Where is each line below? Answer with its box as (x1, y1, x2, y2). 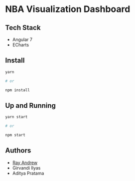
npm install (5, 87, 30, 93)
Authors (5, 146, 31, 155)
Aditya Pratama (12, 170, 44, 176)
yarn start (5, 115, 28, 120)
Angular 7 (12, 36, 32, 42)
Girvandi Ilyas (12, 165, 41, 171)
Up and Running (5, 101, 56, 110)
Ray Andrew (12, 160, 38, 166)
